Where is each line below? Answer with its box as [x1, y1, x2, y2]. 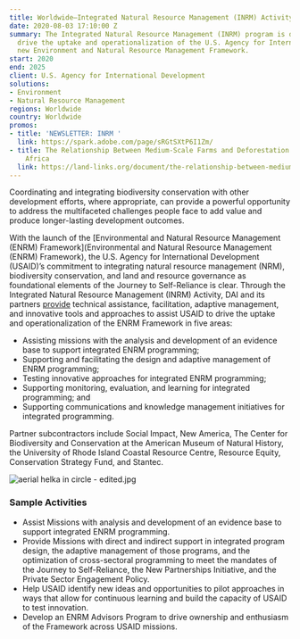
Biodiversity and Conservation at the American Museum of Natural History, [9, 438, 284, 449]
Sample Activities [9, 496, 87, 509]
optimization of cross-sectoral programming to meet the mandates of [21, 554, 278, 565]
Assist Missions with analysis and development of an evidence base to [21, 517, 282, 527]
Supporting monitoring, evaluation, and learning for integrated [21, 383, 250, 394]
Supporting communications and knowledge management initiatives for [21, 402, 286, 412]
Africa [25, 154, 50, 163]
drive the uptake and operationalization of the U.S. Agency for [17, 37, 266, 47]
